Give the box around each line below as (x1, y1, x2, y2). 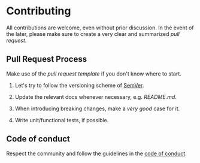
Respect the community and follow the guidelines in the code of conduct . (6, 150, 187, 157)
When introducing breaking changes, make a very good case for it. (14, 105, 180, 112)
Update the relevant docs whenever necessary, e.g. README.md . (14, 93, 177, 100)
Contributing (6, 4, 71, 18)
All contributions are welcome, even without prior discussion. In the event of (6, 24, 194, 31)
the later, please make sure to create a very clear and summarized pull (6, 30, 180, 37)
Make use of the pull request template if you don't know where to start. (6, 70, 181, 77)
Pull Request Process (6, 54, 87, 64)
